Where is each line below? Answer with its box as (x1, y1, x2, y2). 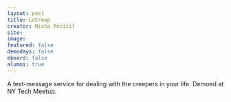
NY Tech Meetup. (7, 87, 57, 95)
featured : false (7, 42, 54, 49)
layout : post (7, 10, 45, 17)
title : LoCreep (7, 16, 51, 23)
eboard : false (7, 55, 48, 62)
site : (7, 29, 23, 36)
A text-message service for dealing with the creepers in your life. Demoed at (7, 79, 224, 88)
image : (7, 36, 26, 42)
